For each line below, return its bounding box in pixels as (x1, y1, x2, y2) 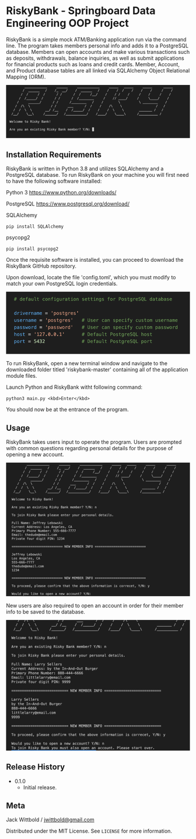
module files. (6, 372, 37, 379)
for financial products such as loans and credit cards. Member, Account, (6, 60, 180, 68)
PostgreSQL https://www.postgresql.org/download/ (6, 200, 130, 207)
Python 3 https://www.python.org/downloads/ (6, 189, 117, 196)
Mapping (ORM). (6, 73, 46, 80)
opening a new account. (6, 451, 64, 458)
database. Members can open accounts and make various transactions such (6, 48, 190, 55)
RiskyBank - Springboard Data (6, 4, 156, 18)
